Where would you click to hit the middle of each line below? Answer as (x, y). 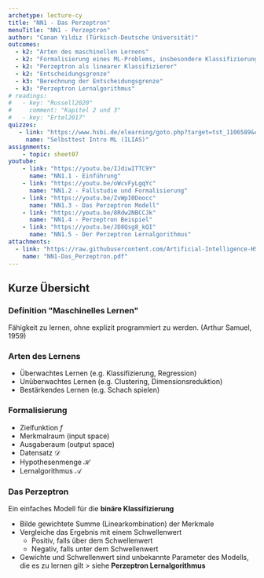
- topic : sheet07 (51, 154)
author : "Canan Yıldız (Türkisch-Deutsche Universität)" (103, 37)
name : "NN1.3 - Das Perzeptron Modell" (94, 205)
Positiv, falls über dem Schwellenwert (92, 541)
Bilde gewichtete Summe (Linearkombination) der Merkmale (117, 524)
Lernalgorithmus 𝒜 (50, 470)
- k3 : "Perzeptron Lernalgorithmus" (75, 88)
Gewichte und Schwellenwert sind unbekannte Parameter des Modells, (134, 558)
